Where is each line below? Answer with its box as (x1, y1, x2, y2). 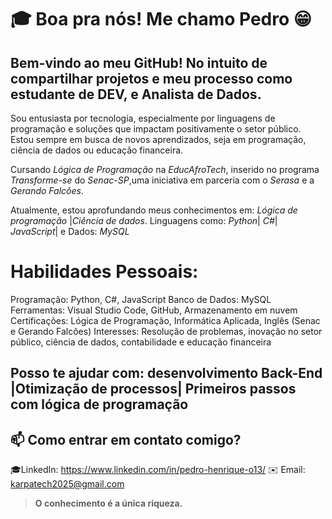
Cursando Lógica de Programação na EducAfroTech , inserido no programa (10, 164, 320, 175)
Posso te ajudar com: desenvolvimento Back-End (10, 365, 323, 382)
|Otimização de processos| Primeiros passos (10, 381, 297, 398)
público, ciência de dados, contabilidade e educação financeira (10, 336, 272, 348)
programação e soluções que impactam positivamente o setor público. (10, 123, 302, 135)
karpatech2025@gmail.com (10, 478, 125, 490)
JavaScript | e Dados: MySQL (10, 226, 130, 237)
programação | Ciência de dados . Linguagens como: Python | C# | (10, 215, 278, 226)
